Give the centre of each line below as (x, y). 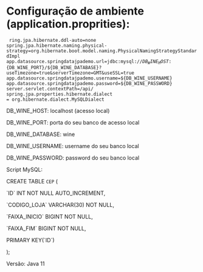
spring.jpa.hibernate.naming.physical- (57, 46)
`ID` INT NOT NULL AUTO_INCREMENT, (56, 193)
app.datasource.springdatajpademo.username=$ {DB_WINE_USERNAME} (89, 78)
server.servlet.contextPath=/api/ (50, 89)
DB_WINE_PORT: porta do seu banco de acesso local (73, 123)
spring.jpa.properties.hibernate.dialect (60, 94)
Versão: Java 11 (26, 264)
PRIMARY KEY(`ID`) (30, 240)
